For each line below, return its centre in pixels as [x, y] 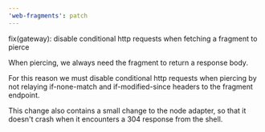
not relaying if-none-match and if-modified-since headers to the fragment [130, 86]
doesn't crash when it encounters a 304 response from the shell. [116, 119]
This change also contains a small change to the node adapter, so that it [127, 110]
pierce [19, 47]
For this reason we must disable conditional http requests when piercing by [132, 78]
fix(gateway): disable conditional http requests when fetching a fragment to [133, 38]
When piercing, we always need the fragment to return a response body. [128, 62]
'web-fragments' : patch [48, 16]
